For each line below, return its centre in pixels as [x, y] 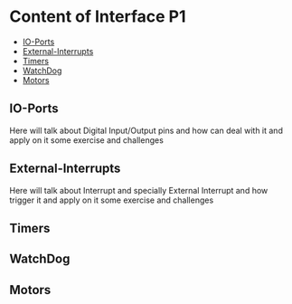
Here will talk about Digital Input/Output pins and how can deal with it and [146, 130]
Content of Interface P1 [98, 17]
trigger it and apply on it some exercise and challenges [112, 200]
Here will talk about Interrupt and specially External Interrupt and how [139, 190]
